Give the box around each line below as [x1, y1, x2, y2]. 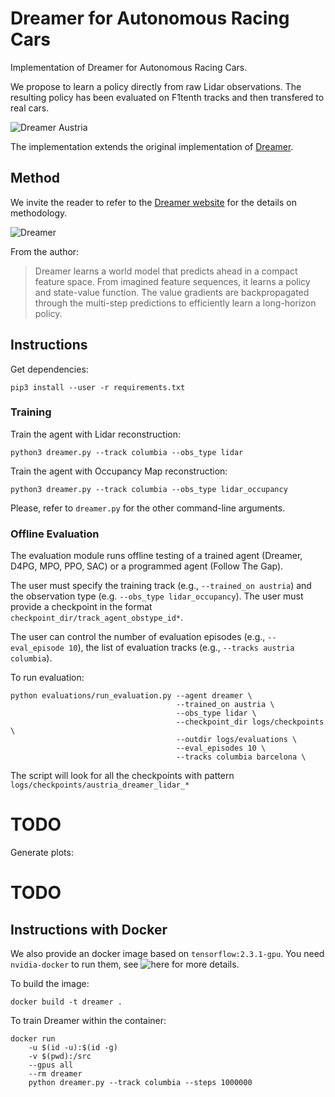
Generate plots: [10, 847, 74, 859]
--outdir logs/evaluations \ [175, 735, 298, 745]
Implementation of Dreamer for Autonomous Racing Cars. [10, 61, 248, 73]
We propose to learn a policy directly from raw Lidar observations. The [10, 80, 302, 92]
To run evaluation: [10, 672, 85, 684]
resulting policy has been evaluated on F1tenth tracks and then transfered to [10, 91, 325, 103]
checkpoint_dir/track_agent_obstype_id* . [10, 612, 184, 624]
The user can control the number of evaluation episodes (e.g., [10, 631, 266, 643]
